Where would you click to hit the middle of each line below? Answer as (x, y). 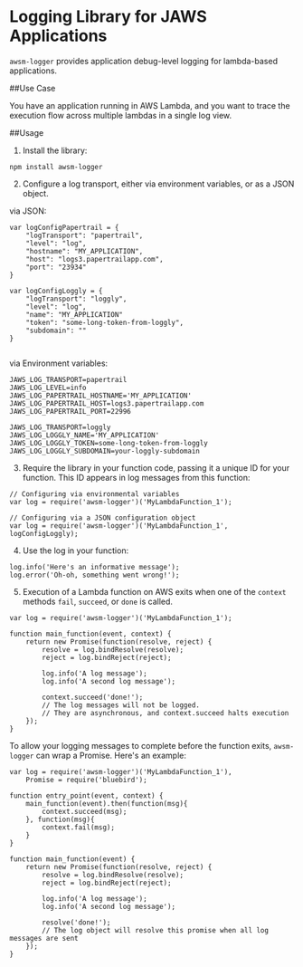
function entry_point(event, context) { (87, 795)
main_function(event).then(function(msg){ (107, 803)
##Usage (27, 132)
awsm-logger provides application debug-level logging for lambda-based (144, 61)
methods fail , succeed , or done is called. (98, 601)
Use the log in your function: (76, 551)
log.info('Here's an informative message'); (95, 567)
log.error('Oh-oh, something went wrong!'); (95, 575)
